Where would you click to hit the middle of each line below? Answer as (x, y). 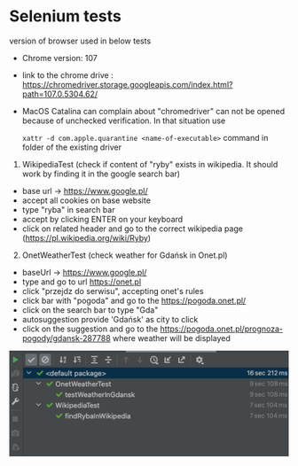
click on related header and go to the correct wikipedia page (133, 229)
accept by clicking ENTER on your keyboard (102, 219)
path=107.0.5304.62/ (60, 94)
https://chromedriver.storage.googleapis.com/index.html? (127, 84)
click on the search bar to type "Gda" (90, 310)
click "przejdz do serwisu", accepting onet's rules (113, 291)
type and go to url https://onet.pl (82, 282)
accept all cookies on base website (86, 200)
